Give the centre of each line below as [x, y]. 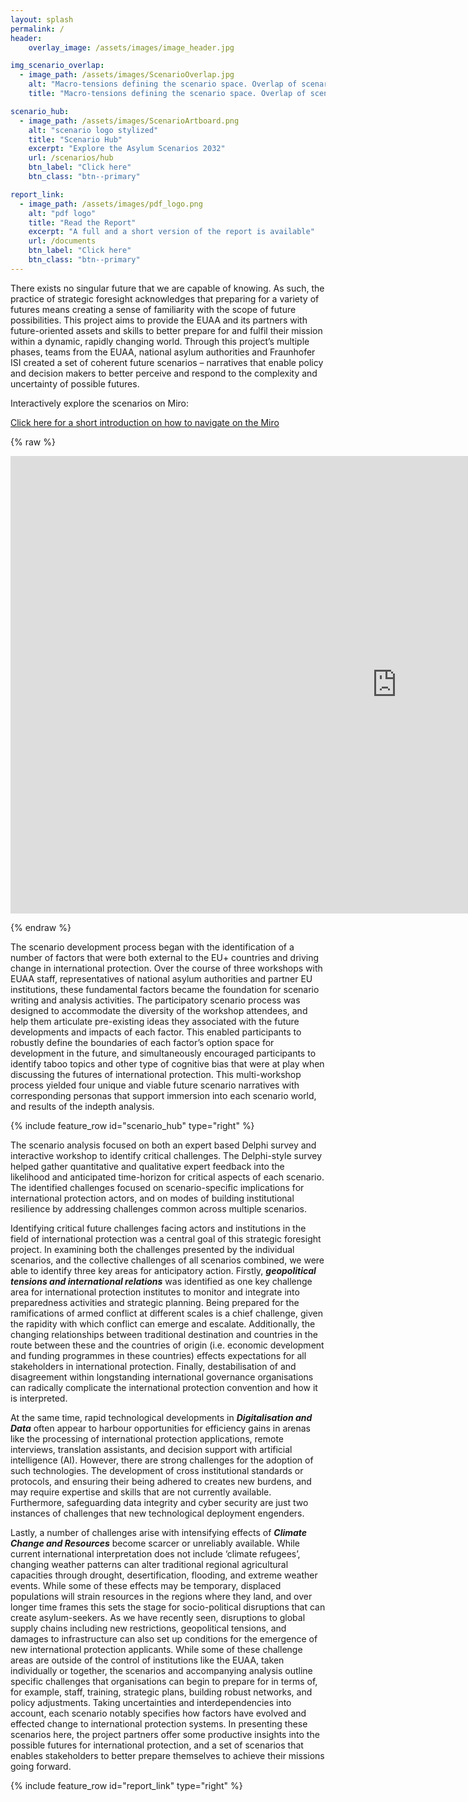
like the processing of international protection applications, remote [147, 1438]
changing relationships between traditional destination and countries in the [164, 1334]
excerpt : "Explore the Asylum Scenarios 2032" [127, 149]
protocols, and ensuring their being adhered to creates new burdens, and [161, 1481]
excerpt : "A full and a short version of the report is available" [171, 232]
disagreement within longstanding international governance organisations [162, 1377]
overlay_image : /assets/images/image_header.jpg [131, 47]
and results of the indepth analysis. [82, 1106]
